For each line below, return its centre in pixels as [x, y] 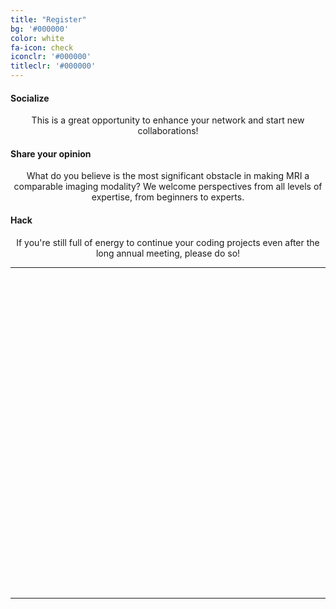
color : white [37, 38]
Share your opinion [51, 153]
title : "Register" [48, 19]
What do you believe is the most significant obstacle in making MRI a [168, 176]
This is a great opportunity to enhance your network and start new [168, 120]
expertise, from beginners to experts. [168, 197]
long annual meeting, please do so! [168, 253]
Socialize [30, 98]
